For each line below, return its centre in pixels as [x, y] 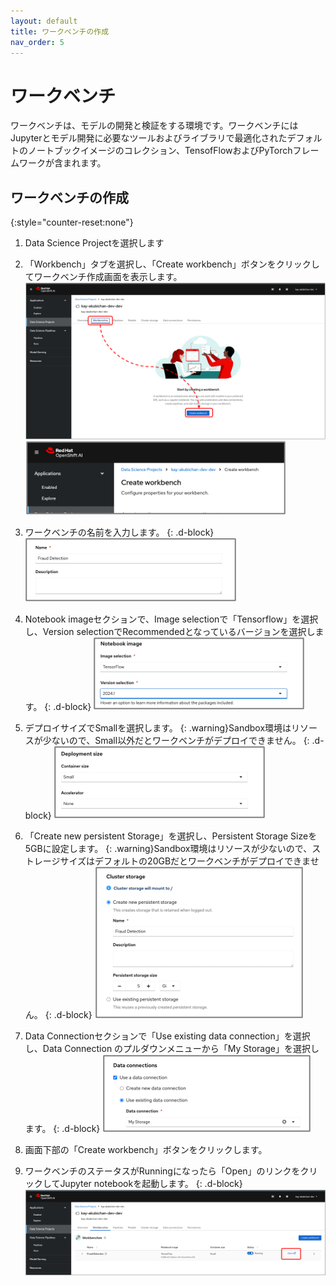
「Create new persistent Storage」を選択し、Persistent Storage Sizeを [171, 836]
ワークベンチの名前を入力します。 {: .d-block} [119, 532]
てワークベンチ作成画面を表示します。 [103, 277]
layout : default [44, 21]
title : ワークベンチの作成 [60, 31]
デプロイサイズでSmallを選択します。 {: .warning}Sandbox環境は [158, 727]
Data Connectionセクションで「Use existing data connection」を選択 [167, 1036]
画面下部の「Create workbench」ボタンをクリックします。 [146, 1149]
